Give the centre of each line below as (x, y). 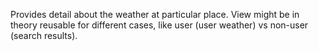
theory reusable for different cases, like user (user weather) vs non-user (159, 25)
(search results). (44, 35)
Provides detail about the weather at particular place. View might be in (155, 14)
